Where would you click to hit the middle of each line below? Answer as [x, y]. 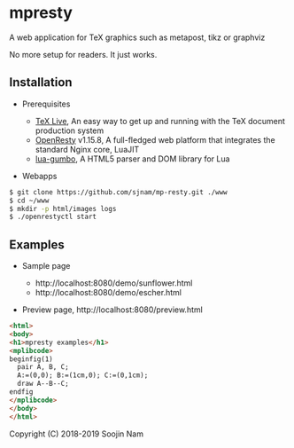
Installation [41, 83]
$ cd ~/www [29, 200]
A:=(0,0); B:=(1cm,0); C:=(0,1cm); [83, 375]
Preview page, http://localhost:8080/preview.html [112, 310]
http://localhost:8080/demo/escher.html [108, 293]
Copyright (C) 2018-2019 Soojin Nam [77, 434]
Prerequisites [46, 104]
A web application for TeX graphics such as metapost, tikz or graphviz [137, 37]
